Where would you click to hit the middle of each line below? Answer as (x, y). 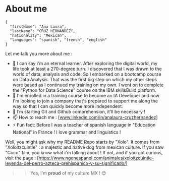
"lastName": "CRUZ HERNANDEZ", (43, 31)
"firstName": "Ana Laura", (38, 26)
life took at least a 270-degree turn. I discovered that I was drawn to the (87, 69)
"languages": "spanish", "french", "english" (59, 40)
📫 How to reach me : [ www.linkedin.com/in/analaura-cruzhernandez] (85, 117)
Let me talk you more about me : (39, 53)
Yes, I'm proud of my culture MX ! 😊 (68, 173)
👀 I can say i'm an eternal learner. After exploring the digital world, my (85, 63)
